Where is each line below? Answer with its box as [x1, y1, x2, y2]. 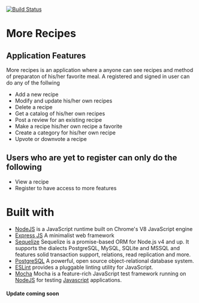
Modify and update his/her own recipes [14, 97, 113, 104]
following [6, 162, 42, 172]
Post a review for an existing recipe [14, 116, 102, 123]
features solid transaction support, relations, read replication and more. [14, 251, 191, 258]
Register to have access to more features [14, 184, 117, 191]
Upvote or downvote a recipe [14, 136, 87, 142]
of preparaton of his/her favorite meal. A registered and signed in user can [6, 73, 190, 80]
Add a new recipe [14, 91, 59, 98]
